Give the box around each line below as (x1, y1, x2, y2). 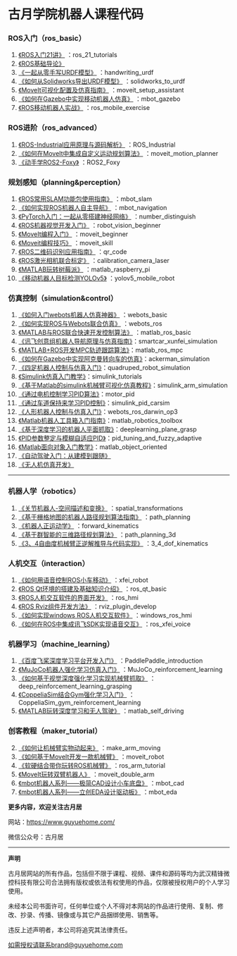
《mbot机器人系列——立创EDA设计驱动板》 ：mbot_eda (18, 788, 178, 796)
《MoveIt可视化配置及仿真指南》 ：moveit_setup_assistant (18, 86, 184, 94)
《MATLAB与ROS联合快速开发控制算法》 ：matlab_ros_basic (18, 329, 192, 337)
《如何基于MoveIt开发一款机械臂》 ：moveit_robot (18, 752, 165, 761)
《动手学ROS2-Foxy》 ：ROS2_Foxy (18, 158, 120, 166)
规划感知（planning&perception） (8, 177, 125, 187)
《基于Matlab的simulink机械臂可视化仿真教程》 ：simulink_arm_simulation (18, 381, 228, 390)
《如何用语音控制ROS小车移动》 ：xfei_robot (18, 575, 148, 584)
